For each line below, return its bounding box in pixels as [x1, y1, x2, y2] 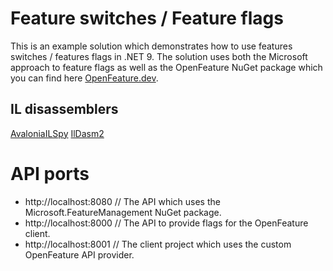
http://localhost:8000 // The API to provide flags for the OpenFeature [24, 217, 309, 229]
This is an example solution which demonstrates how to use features [10, 40, 293, 52]
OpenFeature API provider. [24, 248, 135, 261]
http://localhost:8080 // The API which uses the [24, 195, 221, 207]
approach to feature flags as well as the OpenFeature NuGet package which [10, 61, 323, 73]
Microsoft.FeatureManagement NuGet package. [24, 206, 222, 218]
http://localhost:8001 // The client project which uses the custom [24, 238, 292, 250]
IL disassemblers [10, 101, 119, 118]
